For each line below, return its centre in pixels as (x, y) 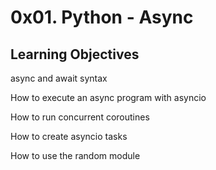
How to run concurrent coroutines (80, 117)
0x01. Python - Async (102, 17)
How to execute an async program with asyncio (108, 97)
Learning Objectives (75, 54)
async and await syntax (59, 78)
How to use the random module (75, 155)
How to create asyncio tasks (69, 136)
